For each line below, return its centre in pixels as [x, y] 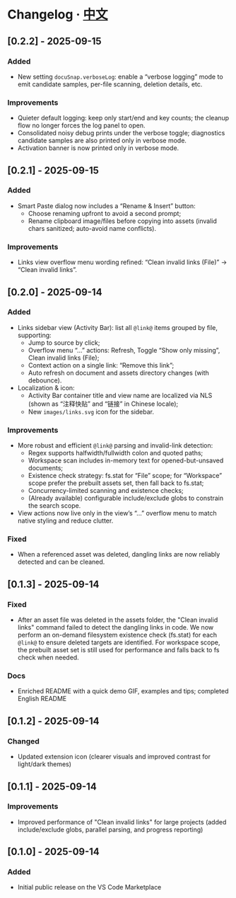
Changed [24, 741]
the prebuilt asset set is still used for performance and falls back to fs [118, 650]
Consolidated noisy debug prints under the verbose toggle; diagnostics [121, 133]
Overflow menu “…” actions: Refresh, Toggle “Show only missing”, [124, 350]
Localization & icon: [46, 387]
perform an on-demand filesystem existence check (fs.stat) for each [117, 635]
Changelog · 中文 [58, 15]
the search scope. [54, 506]
